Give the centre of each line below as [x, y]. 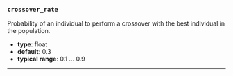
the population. [29, 31]
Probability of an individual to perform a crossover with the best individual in [116, 23]
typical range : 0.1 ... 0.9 [51, 59]
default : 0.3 [34, 52]
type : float [32, 44]
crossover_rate [33, 9]
